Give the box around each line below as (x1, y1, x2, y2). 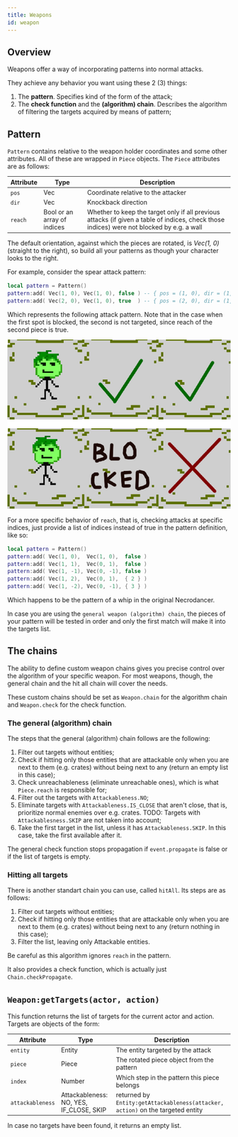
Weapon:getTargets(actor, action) (7, 994, 160, 1005)
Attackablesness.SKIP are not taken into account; (17, 816, 161, 825)
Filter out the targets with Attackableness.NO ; (17, 793, 149, 802)
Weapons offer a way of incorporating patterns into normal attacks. (7, 65, 204, 74)
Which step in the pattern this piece (115, 1073, 220, 1082)
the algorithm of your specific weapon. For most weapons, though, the (7, 671, 213, 680)
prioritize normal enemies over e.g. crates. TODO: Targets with (17, 808, 200, 817)
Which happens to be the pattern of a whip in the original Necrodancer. (7, 596, 215, 604)
